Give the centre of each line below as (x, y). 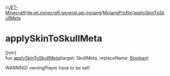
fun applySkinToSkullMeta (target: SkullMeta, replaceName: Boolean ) (77, 58)
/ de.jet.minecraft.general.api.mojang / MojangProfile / (79, 13)
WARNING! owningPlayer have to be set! (48, 67)
